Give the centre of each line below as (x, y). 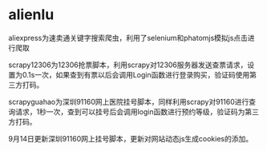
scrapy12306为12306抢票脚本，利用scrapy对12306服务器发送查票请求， (128, 65)
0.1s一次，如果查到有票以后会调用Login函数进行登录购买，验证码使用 (136, 74)
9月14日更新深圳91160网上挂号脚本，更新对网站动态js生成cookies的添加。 (131, 138)
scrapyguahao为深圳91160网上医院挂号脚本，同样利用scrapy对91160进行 (129, 101)
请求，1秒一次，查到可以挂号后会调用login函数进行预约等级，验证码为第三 (137, 111)
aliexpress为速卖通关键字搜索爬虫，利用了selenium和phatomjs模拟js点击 (128, 38)
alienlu (31, 15)
